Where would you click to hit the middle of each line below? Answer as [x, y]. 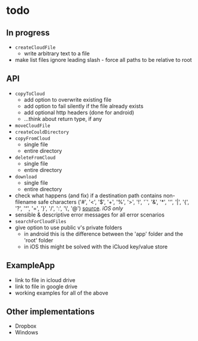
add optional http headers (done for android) [79, 112]
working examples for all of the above [61, 293]
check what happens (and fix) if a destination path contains [88, 195]
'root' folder [38, 240]
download [26, 177]
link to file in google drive [46, 286]
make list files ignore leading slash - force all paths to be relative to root [103, 60]
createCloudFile [35, 48]
